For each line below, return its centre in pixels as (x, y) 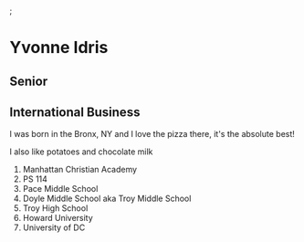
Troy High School (55, 208)
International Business (75, 112)
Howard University (58, 218)
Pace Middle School (60, 189)
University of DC (54, 227)
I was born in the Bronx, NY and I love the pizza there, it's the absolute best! (152, 134)
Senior (29, 81)
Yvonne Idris (59, 48)
